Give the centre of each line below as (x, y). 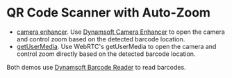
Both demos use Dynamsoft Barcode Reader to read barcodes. (96, 67)
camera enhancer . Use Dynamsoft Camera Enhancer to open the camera (121, 32)
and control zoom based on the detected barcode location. (101, 39)
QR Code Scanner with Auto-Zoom (109, 13)
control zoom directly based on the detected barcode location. (106, 54)
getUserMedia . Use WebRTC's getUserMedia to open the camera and (116, 46)
